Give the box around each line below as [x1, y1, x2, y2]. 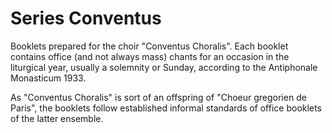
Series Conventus [10, 7, 162, 30]
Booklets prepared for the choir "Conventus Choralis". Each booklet [10, 40, 289, 52]
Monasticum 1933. [10, 72, 87, 84]
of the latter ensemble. [10, 112, 104, 124]
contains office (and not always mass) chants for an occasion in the [10, 50, 290, 62]
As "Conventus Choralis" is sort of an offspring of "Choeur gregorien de [10, 91, 307, 103]
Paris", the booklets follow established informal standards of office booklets [10, 102, 322, 114]
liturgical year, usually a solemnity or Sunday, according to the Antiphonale [10, 61, 318, 73]
